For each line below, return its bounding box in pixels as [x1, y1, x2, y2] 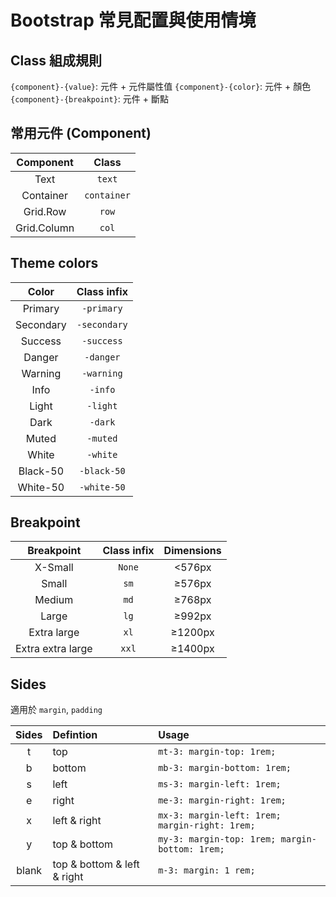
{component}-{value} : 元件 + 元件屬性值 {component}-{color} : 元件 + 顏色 [10, 81, 312, 92]
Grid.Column [15, 221, 75, 235]
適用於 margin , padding [10, 704, 103, 716]
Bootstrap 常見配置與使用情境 [10, 9, 257, 32]
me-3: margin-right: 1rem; [158, 795, 287, 806]
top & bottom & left [52, 857, 140, 871]
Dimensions [163, 544, 222, 558]
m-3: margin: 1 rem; [158, 865, 256, 876]
